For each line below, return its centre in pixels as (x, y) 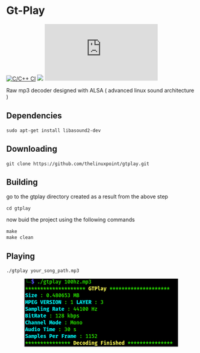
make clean (20, 238)
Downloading (32, 149)
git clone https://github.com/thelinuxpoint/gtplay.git (78, 164)
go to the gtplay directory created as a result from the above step (87, 196)
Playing (20, 256)
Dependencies (34, 116)
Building (22, 182)
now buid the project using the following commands (71, 220)
